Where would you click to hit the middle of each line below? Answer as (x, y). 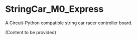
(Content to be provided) (31, 32)
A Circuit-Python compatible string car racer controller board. (69, 23)
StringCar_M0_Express (54, 9)
